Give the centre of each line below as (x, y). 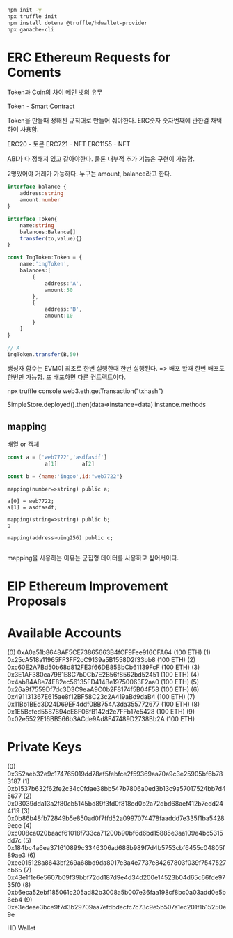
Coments (34, 72)
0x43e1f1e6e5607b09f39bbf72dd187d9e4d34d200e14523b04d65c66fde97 (116, 877)
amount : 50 (58, 290)
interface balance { (37, 187)
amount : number (40, 200)
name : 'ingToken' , (45, 264)
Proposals (37, 601)
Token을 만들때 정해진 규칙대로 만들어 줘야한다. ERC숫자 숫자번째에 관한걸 (108, 121)
